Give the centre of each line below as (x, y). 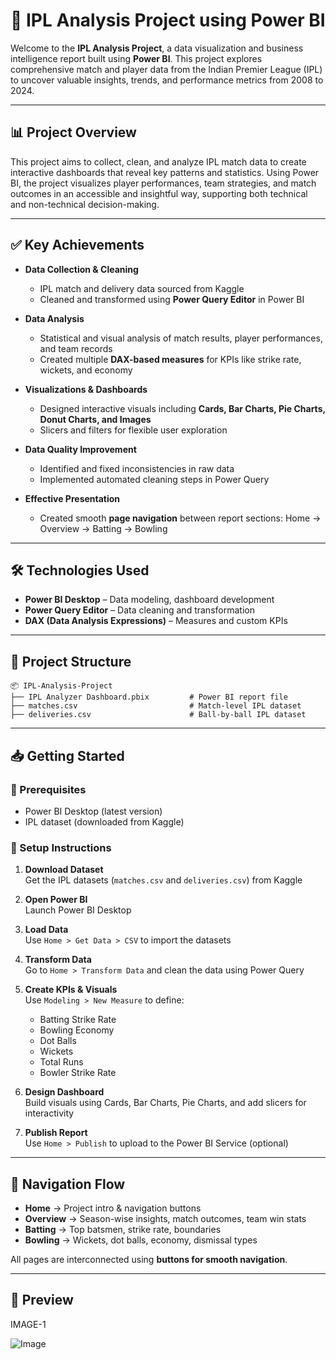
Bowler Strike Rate (78, 1073)
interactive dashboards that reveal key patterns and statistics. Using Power (165, 172)
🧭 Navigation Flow (68, 1184)
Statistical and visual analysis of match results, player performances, (181, 338)
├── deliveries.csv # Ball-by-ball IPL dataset (158, 715)
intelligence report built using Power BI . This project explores (136, 58)
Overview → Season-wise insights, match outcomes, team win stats (165, 1218)
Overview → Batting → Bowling (103, 528)
